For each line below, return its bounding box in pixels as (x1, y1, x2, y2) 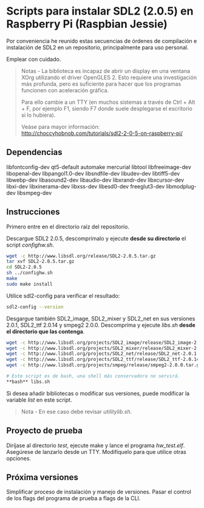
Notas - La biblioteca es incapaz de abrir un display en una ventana (21, 67, 191, 74)
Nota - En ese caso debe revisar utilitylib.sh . (21, 408, 132, 415)
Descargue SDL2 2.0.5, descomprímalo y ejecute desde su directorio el (6, 235, 186, 242)
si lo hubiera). (21, 111, 56, 118)
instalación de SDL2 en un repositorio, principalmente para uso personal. (6, 44, 189, 51)
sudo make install (6, 281, 53, 287)
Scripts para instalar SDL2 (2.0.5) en (6, 4, 194, 18)
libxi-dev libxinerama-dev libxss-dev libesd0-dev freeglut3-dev (6, 182, 165, 190)
